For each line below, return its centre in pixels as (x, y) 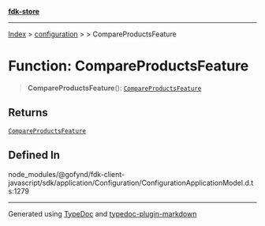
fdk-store (24, 11)
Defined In (34, 155)
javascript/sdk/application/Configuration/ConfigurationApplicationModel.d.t (131, 183)
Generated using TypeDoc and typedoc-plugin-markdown (103, 213)
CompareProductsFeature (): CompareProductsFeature (114, 88)
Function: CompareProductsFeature (129, 66)
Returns (28, 113)
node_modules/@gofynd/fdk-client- (66, 174)
